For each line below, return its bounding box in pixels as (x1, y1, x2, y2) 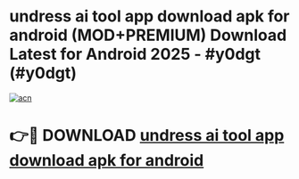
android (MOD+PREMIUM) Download (9, 25, 287, 45)
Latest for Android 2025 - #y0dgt (9, 45, 262, 64)
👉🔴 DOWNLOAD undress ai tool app (9, 126, 285, 146)
